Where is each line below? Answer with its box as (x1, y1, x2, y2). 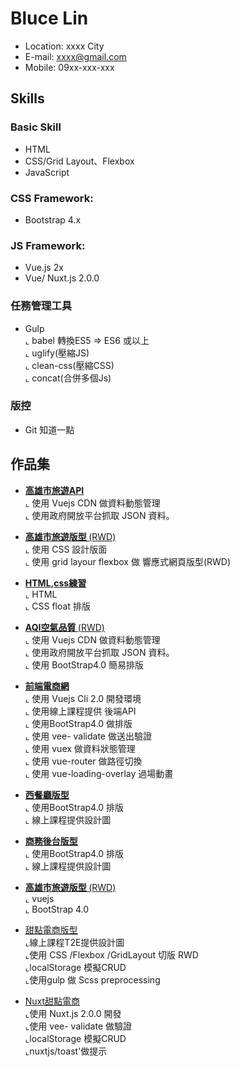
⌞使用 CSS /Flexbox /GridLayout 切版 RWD (24, 948, 199, 961)
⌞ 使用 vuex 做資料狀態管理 (24, 742, 136, 754)
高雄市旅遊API (24, 484, 85, 496)
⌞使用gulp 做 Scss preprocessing (24, 973, 161, 986)
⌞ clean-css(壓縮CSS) (24, 359, 115, 371)
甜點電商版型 (24, 923, 78, 936)
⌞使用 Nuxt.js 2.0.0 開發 (24, 1007, 122, 1019)
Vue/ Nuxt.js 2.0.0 (24, 272, 100, 284)
